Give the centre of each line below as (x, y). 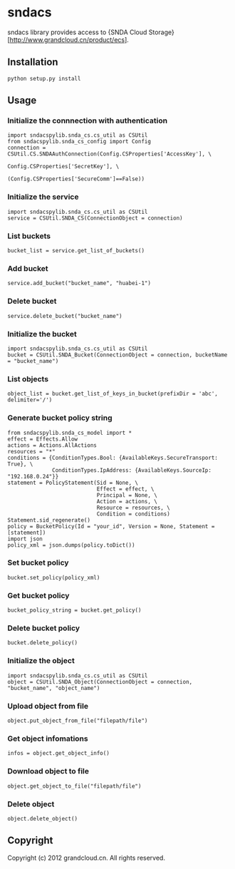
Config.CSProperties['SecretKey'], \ (63, 167)
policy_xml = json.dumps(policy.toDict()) (71, 545)
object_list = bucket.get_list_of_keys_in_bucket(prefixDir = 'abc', (113, 394)
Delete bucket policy (44, 628)
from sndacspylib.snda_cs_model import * (70, 433)
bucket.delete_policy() (43, 643)
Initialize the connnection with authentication (88, 120)
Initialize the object (41, 661)
